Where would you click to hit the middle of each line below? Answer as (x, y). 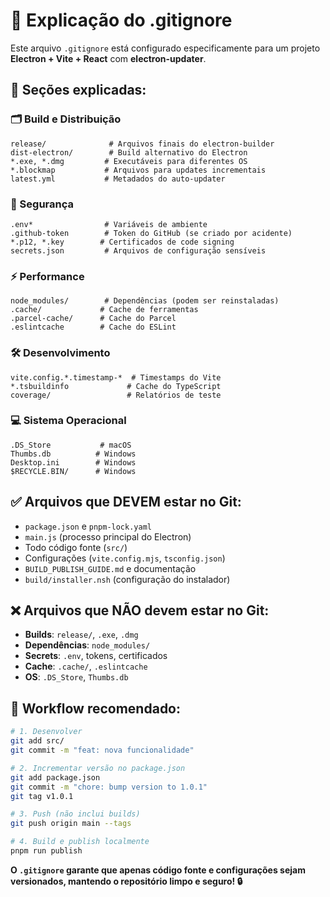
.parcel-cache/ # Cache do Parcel (93, 319)
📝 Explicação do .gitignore (121, 20)
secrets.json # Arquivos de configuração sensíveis (138, 250)
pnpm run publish (46, 851)
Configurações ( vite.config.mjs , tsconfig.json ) (125, 558)
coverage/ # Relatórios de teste (116, 395)
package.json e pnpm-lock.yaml (88, 526)
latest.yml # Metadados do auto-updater (118, 179)
